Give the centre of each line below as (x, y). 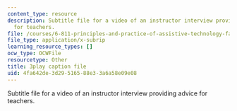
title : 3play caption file (47, 66)
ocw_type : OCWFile (34, 54)
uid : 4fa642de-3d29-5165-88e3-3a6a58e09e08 (72, 73)
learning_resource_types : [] (50, 47)
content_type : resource (42, 14)
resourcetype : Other (38, 60)
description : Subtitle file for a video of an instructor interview (110, 21)
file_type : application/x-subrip (56, 40)
